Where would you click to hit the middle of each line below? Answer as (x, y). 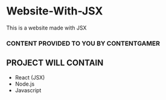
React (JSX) (30, 77)
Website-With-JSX (55, 11)
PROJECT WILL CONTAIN (55, 63)
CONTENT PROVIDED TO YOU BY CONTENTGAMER (83, 43)
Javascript (28, 90)
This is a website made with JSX (46, 28)
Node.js (25, 84)
